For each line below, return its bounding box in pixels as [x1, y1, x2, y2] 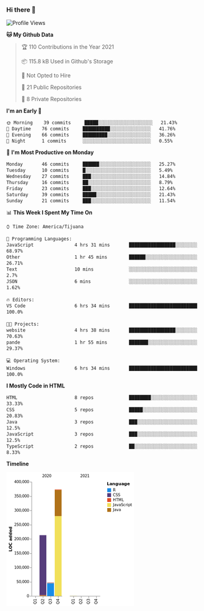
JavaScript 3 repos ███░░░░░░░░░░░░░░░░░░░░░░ [6, 431, 198, 437]
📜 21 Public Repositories [21, 83, 82, 91]
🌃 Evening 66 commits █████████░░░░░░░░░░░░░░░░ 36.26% [6, 132, 175, 138]
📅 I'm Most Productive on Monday [6, 149, 94, 156]
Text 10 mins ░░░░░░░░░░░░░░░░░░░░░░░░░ [6, 266, 198, 273]
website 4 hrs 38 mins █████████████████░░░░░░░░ [6, 327, 198, 334]
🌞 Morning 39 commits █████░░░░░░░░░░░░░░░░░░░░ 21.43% [6, 120, 178, 126]
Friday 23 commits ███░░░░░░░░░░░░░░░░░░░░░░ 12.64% [6, 186, 175, 192]
